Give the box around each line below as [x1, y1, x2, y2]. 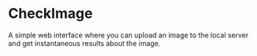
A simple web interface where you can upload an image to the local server [8, 30, 249, 40]
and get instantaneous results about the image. [8, 38, 161, 47]
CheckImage [8, 5, 93, 23]
